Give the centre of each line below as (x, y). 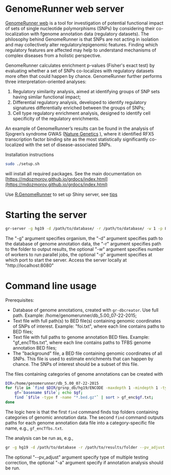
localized (15, 144)
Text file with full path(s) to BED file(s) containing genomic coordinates (87, 321)
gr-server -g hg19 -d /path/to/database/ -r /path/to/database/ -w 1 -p (84, 228)
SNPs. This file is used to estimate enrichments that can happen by (83, 359)
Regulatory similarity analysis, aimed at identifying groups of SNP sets (86, 91)
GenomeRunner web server (65, 9)
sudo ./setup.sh (22, 164)
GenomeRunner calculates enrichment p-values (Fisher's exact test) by (80, 65)
